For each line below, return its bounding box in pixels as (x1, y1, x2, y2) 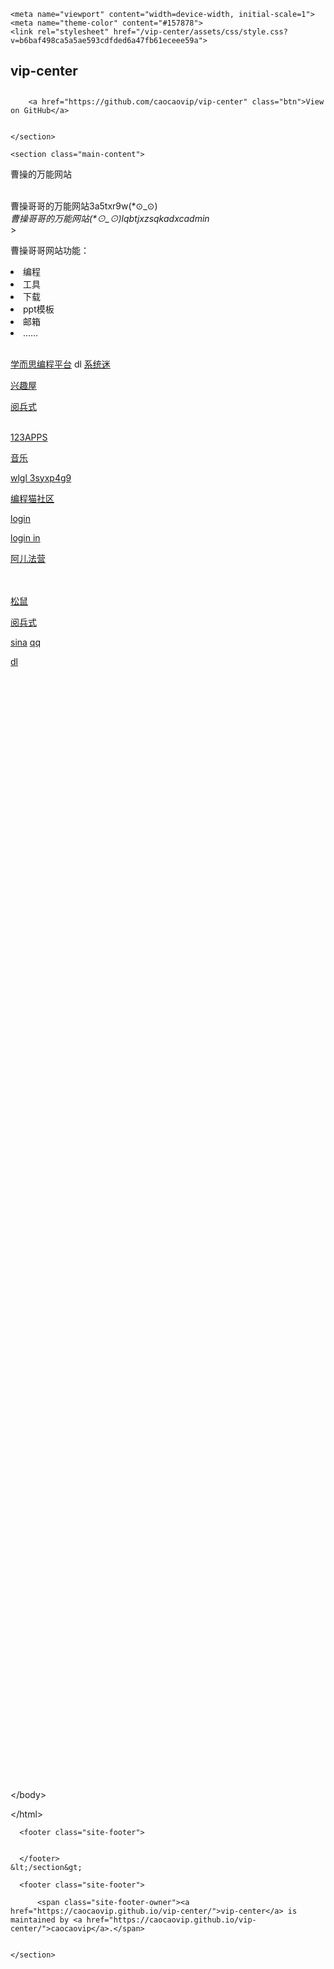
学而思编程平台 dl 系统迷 (10, 358, 111, 370)
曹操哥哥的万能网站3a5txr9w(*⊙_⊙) (10, 200, 158, 212)
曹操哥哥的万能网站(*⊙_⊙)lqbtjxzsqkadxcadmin (10, 212, 210, 224)
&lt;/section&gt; (10, 1862, 83, 1872)
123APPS (10, 431, 48, 443)
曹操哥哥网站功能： (10, 244, 90, 256)
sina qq (10, 636, 42, 648)
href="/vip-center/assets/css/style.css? (113, 27, 288, 37)
